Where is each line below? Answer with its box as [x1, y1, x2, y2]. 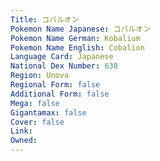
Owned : [10, 136, 38, 146]
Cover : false [10, 117, 65, 127]
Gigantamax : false [10, 107, 87, 118]
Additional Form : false [10, 89, 110, 99]
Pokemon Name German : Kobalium [10, 33, 141, 43]
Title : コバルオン [10, 14, 80, 25]
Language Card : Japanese [10, 52, 114, 62]
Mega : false [10, 98, 60, 108]
